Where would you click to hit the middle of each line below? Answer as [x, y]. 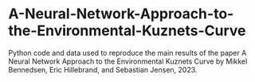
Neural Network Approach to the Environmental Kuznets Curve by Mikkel [128, 61]
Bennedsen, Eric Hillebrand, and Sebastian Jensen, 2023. [103, 69]
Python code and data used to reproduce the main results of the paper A [127, 53]
